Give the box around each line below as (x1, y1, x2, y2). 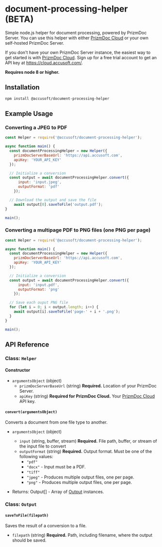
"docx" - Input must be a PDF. (26, 464, 86, 470)
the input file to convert (19, 443, 66, 449)
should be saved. (12, 537, 47, 543)
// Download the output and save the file (9, 198, 97, 202)
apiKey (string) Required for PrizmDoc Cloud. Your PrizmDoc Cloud (19, 393, 155, 399)
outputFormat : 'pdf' (17, 184, 60, 189)
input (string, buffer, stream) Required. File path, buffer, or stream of (19, 438, 158, 444)
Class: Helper (5, 355, 37, 362)
